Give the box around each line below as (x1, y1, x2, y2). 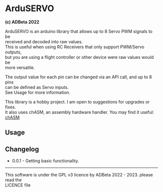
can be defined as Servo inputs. (5, 84, 69, 90)
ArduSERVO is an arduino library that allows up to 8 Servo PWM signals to (5, 28, 153, 34)
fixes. (5, 104, 16, 110)
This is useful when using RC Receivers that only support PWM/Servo (5, 44, 145, 50)
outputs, (5, 49, 22, 55)
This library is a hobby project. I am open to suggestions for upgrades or (5, 99, 150, 105)
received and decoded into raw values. (5, 38, 83, 44)
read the (5, 177, 22, 183)
